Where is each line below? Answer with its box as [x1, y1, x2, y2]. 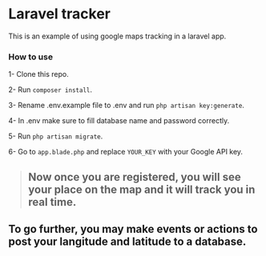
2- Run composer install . [8, 85, 93, 94]
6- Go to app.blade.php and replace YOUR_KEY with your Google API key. [8, 147, 243, 157]
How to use [8, 51, 54, 62]
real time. [27, 195, 77, 209]
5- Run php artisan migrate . [8, 131, 103, 141]
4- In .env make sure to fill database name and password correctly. [8, 116, 230, 126]
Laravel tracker [8, 5, 111, 23]
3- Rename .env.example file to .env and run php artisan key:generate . [8, 101, 244, 110]
